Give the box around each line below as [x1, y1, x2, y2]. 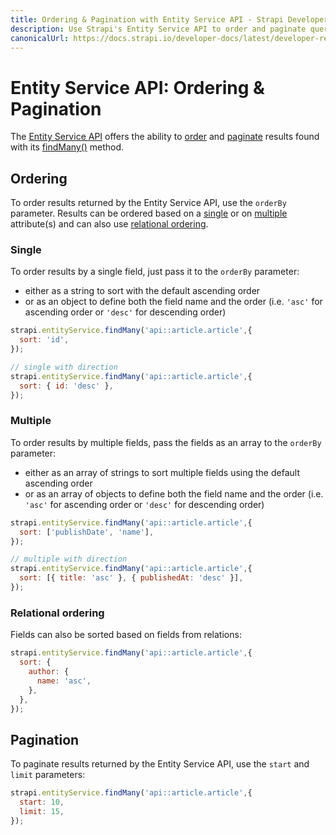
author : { [28, 667, 70, 677]
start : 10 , [19, 797, 65, 808]
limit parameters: [10, 769, 86, 781]
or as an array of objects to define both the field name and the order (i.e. [24, 487, 324, 500]
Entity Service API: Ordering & [10, 76, 265, 99]
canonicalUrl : [10, 33, 70, 43]
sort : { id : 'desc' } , [19, 381, 114, 391]
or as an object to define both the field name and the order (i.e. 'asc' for [24, 296, 323, 308]
